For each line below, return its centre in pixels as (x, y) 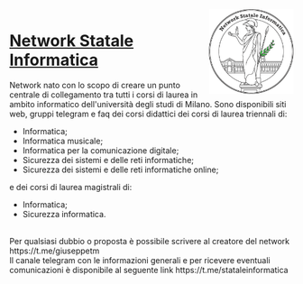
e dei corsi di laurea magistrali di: (71, 187)
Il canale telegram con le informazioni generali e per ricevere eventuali (140, 260)
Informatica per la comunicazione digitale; (101, 150)
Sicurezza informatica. (64, 214)
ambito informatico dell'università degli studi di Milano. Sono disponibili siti (148, 104)
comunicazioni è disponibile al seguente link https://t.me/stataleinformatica (149, 270)
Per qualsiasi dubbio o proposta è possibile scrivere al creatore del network (150, 241)
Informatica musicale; (63, 141)
